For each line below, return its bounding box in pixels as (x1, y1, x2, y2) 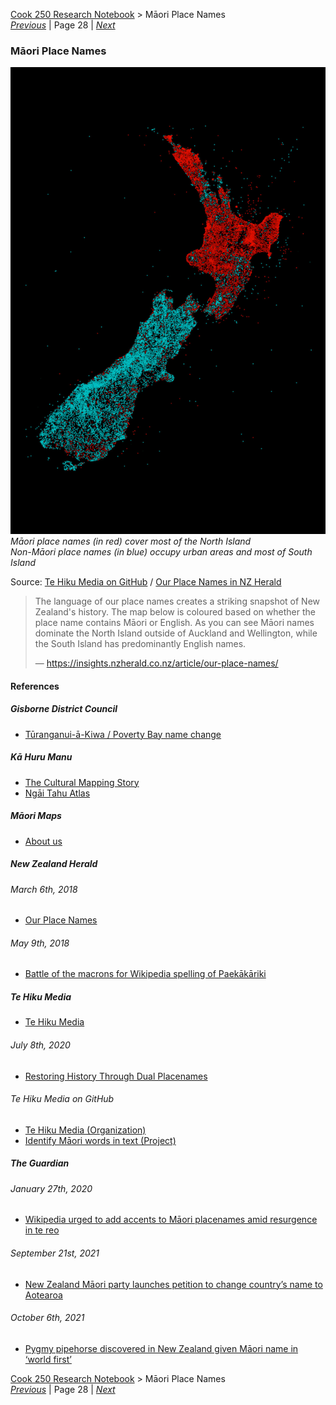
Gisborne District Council (10, 703, 118, 715)
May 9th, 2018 (10, 937, 70, 949)
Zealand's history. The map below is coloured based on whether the (34, 606, 316, 618)
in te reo (24, 1224, 60, 1236)
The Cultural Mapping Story (24, 776, 140, 788)
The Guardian (10, 1157, 70, 1169)
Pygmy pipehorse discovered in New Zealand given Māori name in (24, 1342, 299, 1354)
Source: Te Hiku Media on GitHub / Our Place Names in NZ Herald (10, 576, 282, 588)
